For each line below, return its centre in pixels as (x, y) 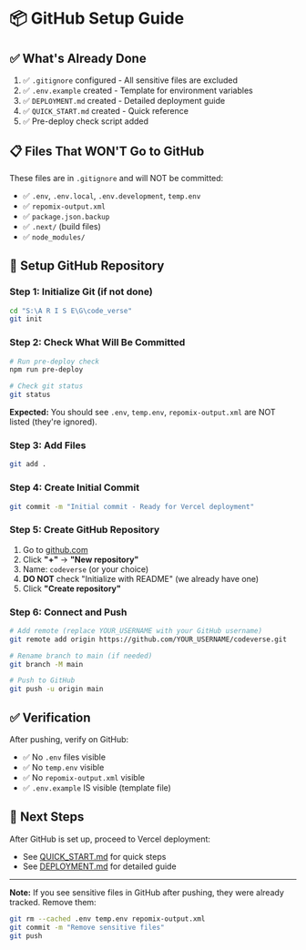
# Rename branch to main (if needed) (81, 656)
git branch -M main (46, 664)
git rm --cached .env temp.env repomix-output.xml (107, 919)
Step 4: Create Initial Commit (74, 487)
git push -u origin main (56, 690)
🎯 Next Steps (47, 817)
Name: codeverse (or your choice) (86, 569)
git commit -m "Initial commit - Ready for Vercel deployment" (132, 506)
